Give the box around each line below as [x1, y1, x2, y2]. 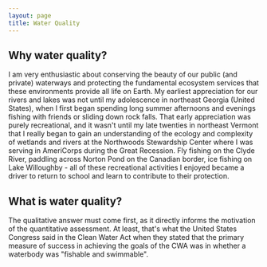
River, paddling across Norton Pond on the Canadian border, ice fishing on [8, 155, 253, 164]
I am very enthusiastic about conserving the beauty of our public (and [8, 69, 238, 80]
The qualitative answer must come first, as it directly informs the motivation [8, 216, 257, 226]
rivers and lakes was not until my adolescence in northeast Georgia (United [8, 95, 255, 104]
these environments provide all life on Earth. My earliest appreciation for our [8, 87, 258, 96]
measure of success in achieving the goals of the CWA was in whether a [8, 241, 246, 251]
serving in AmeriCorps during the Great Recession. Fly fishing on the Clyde [8, 146, 255, 155]
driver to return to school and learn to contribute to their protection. [8, 171, 230, 181]
